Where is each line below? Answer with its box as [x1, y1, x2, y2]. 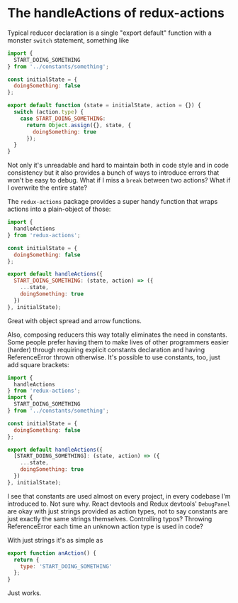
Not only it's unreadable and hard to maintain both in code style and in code [7, 161, 229, 170]
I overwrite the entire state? [7, 183, 87, 192]
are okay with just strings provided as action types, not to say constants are [7, 506, 228, 516]
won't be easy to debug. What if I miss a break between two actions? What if [7, 176, 231, 185]
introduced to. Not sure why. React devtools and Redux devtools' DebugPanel [7, 499, 231, 508]
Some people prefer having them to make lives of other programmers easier [7, 337, 229, 346]
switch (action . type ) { [13, 109, 84, 116]
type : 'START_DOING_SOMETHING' [20, 563, 113, 570]
